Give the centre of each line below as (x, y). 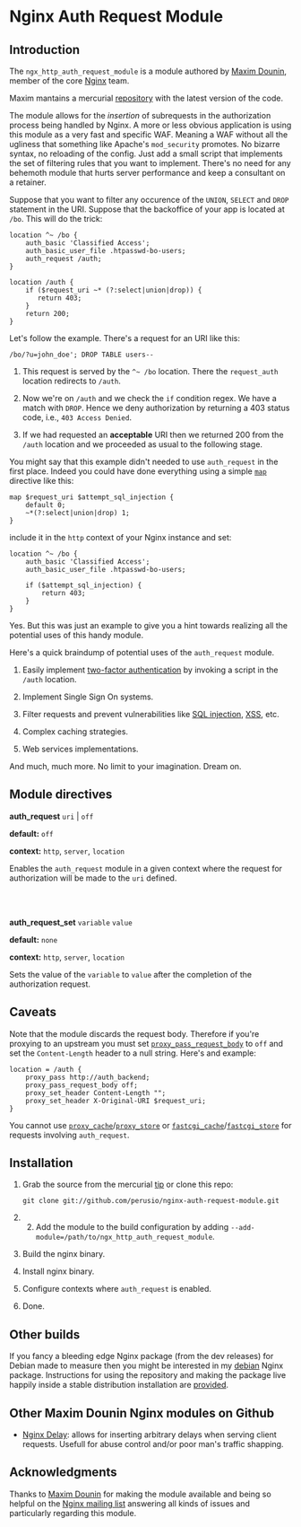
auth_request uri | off (52, 816)
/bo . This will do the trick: (56, 219)
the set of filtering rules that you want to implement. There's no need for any (150, 163)
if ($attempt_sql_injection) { (84, 585)
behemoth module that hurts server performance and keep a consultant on (147, 173)
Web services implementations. (80, 749)
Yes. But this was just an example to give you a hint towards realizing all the (149, 625)
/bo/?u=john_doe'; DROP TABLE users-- (82, 355)
